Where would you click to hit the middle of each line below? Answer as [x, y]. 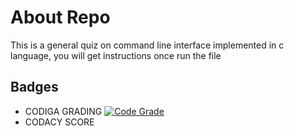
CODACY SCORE [59, 122]
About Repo [60, 17]
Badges [34, 87]
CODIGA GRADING [63, 111]
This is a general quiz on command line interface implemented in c [147, 45]
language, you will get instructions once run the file [116, 55]
